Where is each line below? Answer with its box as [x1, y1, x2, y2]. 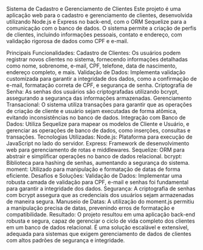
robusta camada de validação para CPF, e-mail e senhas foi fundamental [6, 179, 189, 186]
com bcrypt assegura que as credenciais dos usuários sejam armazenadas [6, 192, 194, 198]
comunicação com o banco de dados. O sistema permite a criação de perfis [6, 24, 196, 32]
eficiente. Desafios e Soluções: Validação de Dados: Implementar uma [6, 172, 182, 179]
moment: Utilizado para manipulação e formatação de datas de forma [6, 165, 181, 173]
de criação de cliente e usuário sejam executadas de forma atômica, [6, 108, 177, 114]
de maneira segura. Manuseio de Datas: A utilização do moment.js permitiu [6, 198, 194, 205]
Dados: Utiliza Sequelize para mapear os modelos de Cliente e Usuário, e [6, 120, 190, 127]
